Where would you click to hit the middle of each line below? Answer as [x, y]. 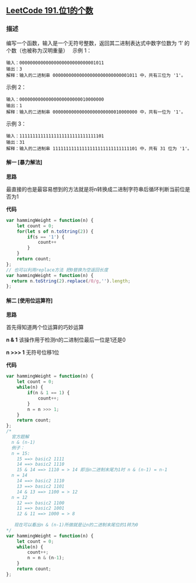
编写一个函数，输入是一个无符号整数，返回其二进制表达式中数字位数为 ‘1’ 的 [98, 43]
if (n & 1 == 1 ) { [48, 393]
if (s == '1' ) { [46, 237]
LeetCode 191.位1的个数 [50, 11]
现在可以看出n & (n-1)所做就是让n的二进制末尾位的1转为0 [76, 525]
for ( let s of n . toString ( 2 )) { [55, 231]
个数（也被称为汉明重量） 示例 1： [49, 50]
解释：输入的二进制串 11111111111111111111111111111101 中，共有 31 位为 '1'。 [99, 149]
